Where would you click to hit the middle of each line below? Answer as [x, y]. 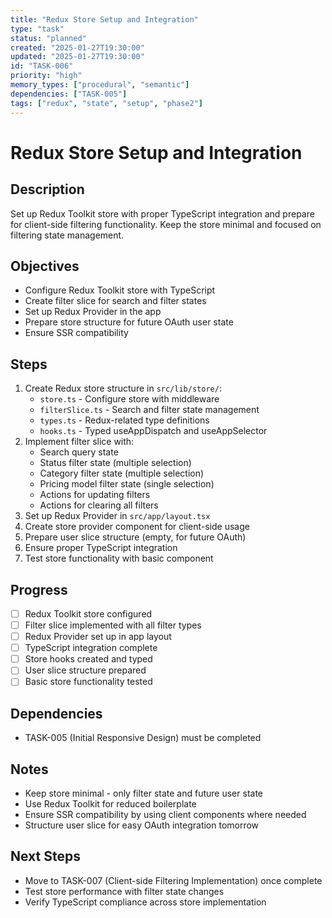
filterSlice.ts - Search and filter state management [149, 410]
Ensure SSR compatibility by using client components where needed [165, 814]
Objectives [45, 266]
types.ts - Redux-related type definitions [124, 420]
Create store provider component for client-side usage [137, 527]
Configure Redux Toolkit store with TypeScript [120, 290]
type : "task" [37, 29]
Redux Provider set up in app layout [98, 637]
